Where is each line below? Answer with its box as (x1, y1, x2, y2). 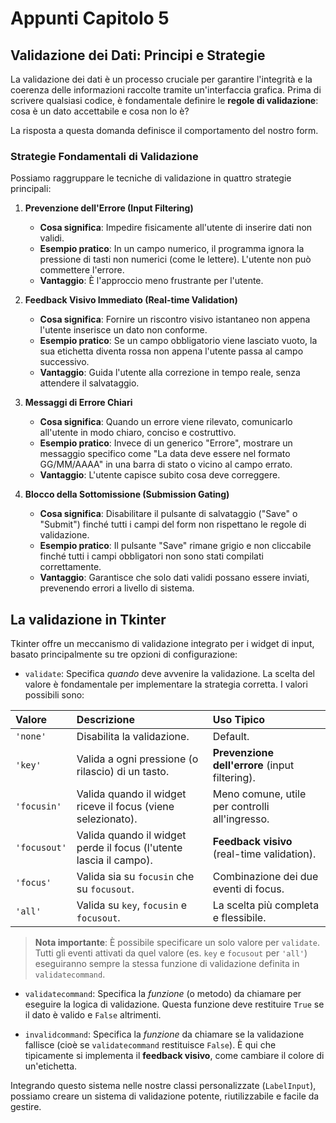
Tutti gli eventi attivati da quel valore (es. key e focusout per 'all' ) (34, 947, 308, 959)
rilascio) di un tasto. (76, 765, 170, 779)
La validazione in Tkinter (10, 611, 167, 628)
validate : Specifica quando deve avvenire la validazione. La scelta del (24, 668, 315, 680)
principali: (10, 183, 52, 195)
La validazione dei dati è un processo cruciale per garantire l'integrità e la (10, 73, 313, 85)
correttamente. (39, 561, 102, 573)
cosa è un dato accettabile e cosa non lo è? (10, 105, 190, 117)
